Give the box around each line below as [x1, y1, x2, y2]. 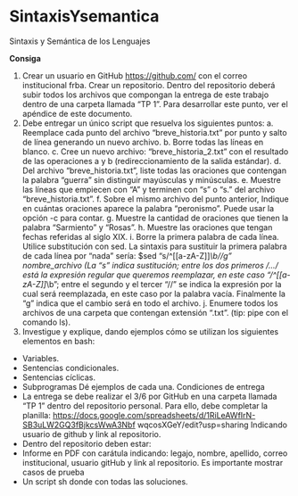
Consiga [9, 53, 42, 63]
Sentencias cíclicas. [21, 372, 96, 383]
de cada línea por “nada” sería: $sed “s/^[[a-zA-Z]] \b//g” [21, 250, 232, 260]
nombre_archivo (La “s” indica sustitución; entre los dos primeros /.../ [21, 260, 278, 270]
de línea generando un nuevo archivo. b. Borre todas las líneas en [21, 136, 264, 147]
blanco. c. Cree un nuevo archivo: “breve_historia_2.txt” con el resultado [21, 145, 289, 157]
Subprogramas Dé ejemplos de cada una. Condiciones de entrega [21, 381, 265, 392]
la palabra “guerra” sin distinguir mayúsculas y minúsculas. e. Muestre [21, 174, 281, 185]
